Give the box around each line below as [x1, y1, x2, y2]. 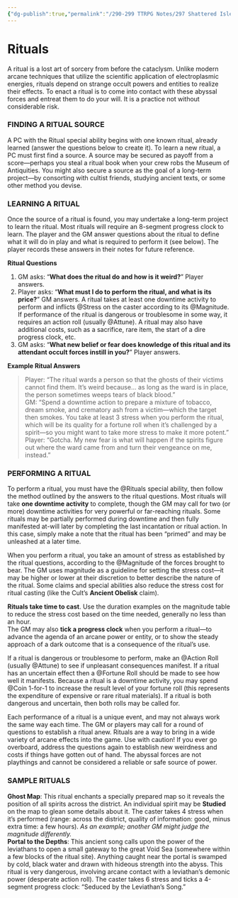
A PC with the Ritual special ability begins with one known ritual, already [7, 135, 218, 144]
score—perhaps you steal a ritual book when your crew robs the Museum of [7, 158, 230, 167]
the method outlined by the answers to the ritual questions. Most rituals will [7, 492, 227, 501]
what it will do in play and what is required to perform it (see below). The [7, 238, 219, 246]
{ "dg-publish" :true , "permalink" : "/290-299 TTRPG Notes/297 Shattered [7, 10, 217, 18]
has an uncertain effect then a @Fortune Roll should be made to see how [7, 669, 220, 677]
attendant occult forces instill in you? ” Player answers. [17, 348, 181, 357]
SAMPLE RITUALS [7, 776, 71, 786]
